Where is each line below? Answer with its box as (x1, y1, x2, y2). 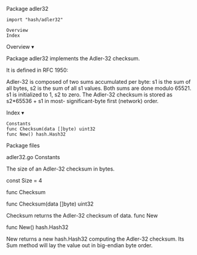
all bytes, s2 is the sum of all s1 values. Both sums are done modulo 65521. (6, 84, 192, 92)
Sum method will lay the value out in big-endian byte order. (6, 242, 153, 249)
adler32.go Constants (6, 154, 60, 160)
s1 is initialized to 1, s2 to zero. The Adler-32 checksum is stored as (6, 91, 173, 98)
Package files (6, 142, 40, 149)
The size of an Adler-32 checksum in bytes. (6, 165, 115, 172)
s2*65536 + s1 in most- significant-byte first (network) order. (6, 98, 159, 104)
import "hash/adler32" (6, 17, 63, 23)
